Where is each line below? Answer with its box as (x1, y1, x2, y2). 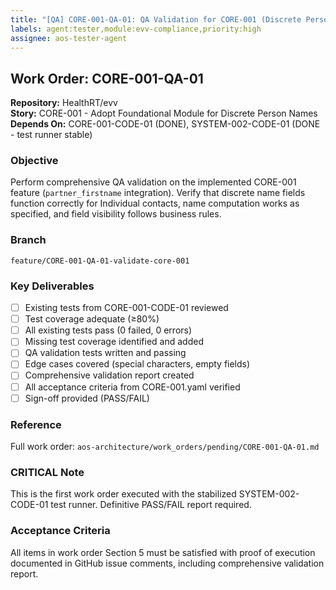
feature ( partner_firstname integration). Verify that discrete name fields (10, 187, 306, 199)
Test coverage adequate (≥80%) (24, 313, 160, 325)
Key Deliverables (10, 279, 95, 293)
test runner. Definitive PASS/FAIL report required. (50, 499, 252, 511)
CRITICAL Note (10, 465, 85, 479)
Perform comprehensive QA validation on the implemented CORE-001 (10, 176, 297, 188)
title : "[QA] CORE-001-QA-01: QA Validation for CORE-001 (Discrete (10, 14, 302, 25)
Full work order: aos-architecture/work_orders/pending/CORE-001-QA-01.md (10, 440, 320, 452)
